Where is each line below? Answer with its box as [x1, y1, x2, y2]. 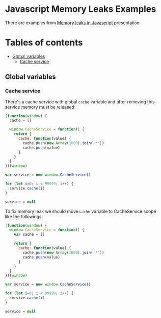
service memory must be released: [5, 104, 76, 110]
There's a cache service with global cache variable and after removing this [5, 98, 155, 104]
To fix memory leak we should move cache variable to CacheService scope [5, 208, 156, 214]
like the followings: [5, 213, 43, 220]
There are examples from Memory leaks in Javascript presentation [5, 20, 140, 26]
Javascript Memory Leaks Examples [5, 3, 156, 15]
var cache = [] [14, 232, 45, 237]
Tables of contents [5, 37, 83, 48]
